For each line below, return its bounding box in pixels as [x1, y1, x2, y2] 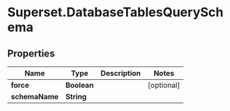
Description [100, 69, 142, 78]
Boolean [65, 81, 94, 90]
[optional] [147, 81, 180, 90]
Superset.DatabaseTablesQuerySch [7, 4, 224, 21]
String [65, 92, 87, 101]
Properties [7, 47, 55, 59]
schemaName [11, 92, 59, 101]
